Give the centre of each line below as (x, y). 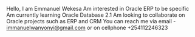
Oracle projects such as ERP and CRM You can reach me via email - (91, 21)
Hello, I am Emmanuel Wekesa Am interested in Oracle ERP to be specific (98, 9)
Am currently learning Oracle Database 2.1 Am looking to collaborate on (96, 15)
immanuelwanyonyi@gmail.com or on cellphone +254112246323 (87, 27)
